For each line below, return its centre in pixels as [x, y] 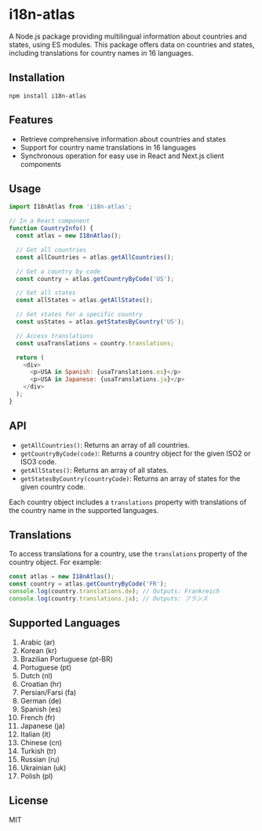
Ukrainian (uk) [43, 767]
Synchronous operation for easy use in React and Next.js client [122, 156]
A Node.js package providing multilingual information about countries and [128, 36]
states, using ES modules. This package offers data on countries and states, [132, 44]
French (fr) [38, 717]
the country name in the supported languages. [84, 510]
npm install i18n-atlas [48, 96]
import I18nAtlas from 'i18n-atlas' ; [71, 207]
